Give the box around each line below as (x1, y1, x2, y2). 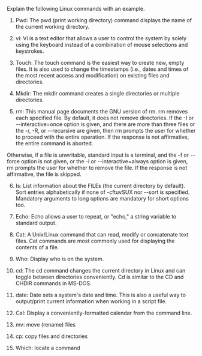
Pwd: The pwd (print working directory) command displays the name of (15, 17, 192, 23)
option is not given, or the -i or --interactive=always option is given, (21, 158, 188, 164)
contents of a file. (15, 244, 59, 251)
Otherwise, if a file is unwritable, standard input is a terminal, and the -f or (7, 151, 189, 158)
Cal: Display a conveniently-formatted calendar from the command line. (15, 309, 192, 316)
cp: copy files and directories (15, 333, 88, 340)
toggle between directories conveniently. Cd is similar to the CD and (15, 273, 184, 280)
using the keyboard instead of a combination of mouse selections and (15, 41, 188, 48)
